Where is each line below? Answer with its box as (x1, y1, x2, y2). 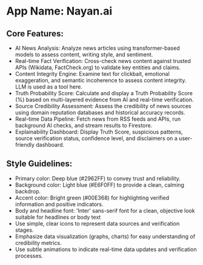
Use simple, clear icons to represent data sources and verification (15, 220, 180, 227)
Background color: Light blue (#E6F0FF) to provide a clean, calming (15, 181, 185, 189)
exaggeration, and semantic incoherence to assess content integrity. (15, 77, 187, 84)
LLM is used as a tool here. (15, 83, 83, 90)
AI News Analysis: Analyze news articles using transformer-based (15, 44, 180, 52)
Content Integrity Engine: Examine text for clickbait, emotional (15, 70, 170, 77)
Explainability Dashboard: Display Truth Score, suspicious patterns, (15, 129, 183, 135)
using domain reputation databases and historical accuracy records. (15, 109, 185, 116)
